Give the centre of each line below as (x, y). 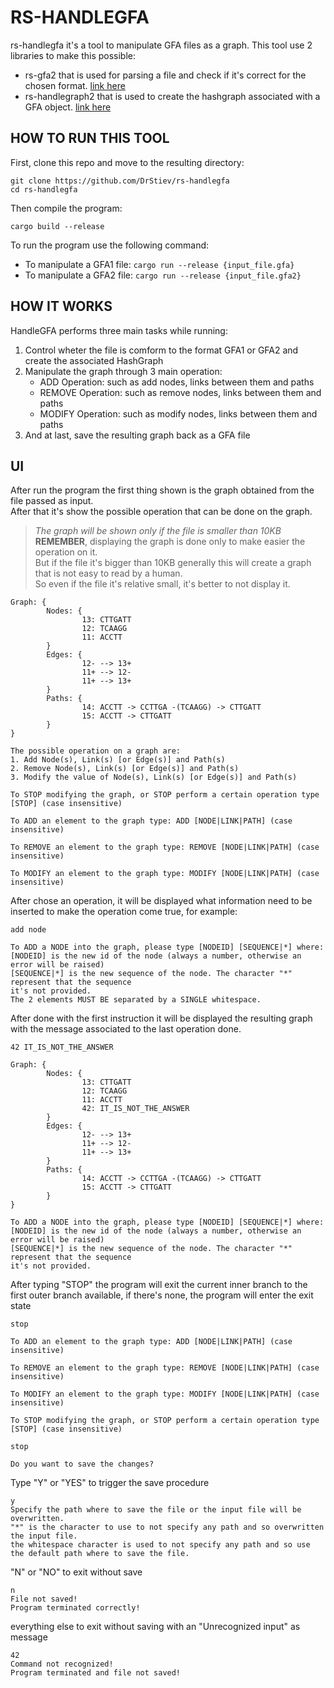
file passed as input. (52, 501)
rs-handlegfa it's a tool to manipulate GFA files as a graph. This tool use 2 (161, 45)
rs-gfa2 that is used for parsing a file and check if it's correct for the (165, 75)
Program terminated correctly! (75, 1608)
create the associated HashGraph (94, 360)
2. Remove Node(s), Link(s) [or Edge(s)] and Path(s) (125, 769)
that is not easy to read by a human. (108, 573)
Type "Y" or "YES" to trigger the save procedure (110, 1483)
